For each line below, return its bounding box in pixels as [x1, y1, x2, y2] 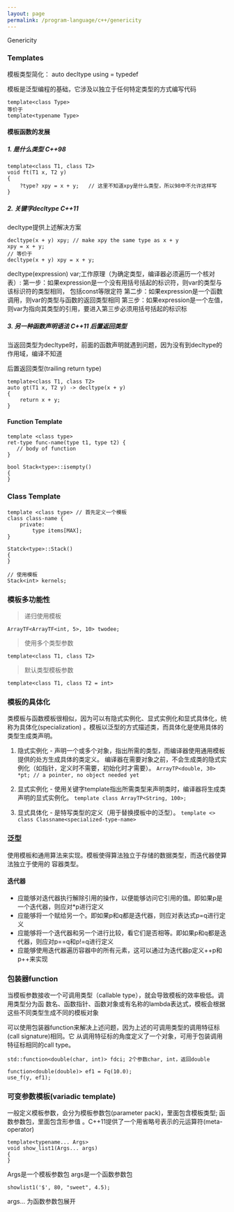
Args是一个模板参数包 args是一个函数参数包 [7, 1170, 133, 1179]
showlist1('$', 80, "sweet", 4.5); [7, 1184, 111, 1191]
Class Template [7, 492, 61, 501]
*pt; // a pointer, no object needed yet [17, 772, 139, 779]
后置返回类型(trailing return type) [7, 364, 102, 373]
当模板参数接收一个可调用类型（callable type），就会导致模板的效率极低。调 [7, 991, 224, 999]
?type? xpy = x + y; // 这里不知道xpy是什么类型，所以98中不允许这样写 [19, 183, 217, 190]
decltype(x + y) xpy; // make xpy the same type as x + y [7, 237, 179, 244]
